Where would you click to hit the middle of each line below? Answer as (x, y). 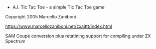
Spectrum (16, 41)
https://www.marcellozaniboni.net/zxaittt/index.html (59, 26)
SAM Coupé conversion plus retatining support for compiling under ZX (78, 36)
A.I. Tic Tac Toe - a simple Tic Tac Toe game (58, 7)
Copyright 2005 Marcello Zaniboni (41, 17)
